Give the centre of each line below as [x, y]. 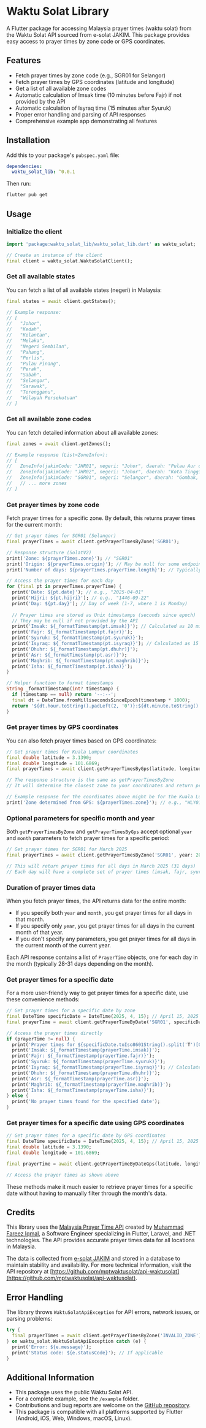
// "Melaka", [26, 341]
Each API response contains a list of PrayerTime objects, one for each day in [102, 957]
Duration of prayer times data [51, 887]
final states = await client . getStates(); [61, 301]
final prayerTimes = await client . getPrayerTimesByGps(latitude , [91, 769]
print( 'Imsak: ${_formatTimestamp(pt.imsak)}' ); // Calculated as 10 [102, 627]
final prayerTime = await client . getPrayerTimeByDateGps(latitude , [94, 1164]
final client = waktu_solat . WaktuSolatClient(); [70, 261]
